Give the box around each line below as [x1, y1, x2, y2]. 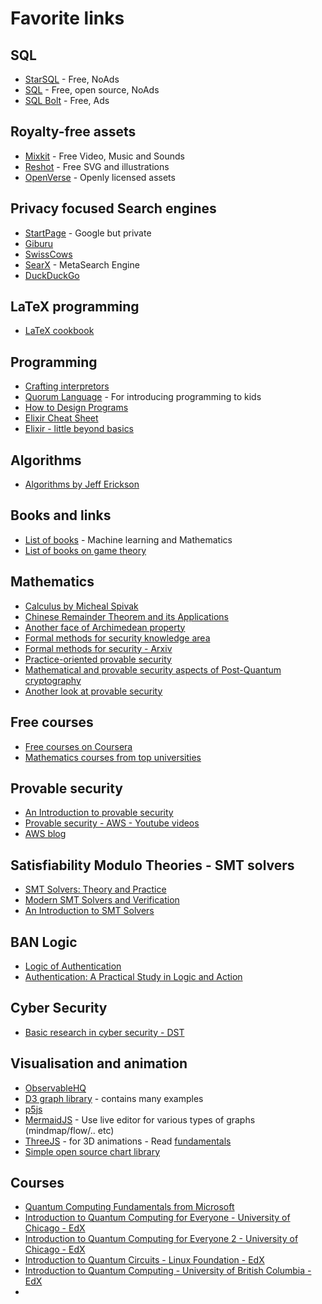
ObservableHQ [24, 1082, 87, 1094]
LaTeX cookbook [24, 325, 95, 337]
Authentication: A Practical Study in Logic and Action [24, 970, 243, 982]
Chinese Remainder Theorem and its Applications [24, 610, 229, 622]
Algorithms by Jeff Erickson [24, 478, 140, 491]
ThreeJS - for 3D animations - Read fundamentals [24, 1135, 232, 1147]
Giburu [24, 237, 54, 249]
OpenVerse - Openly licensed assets [24, 171, 176, 183]
